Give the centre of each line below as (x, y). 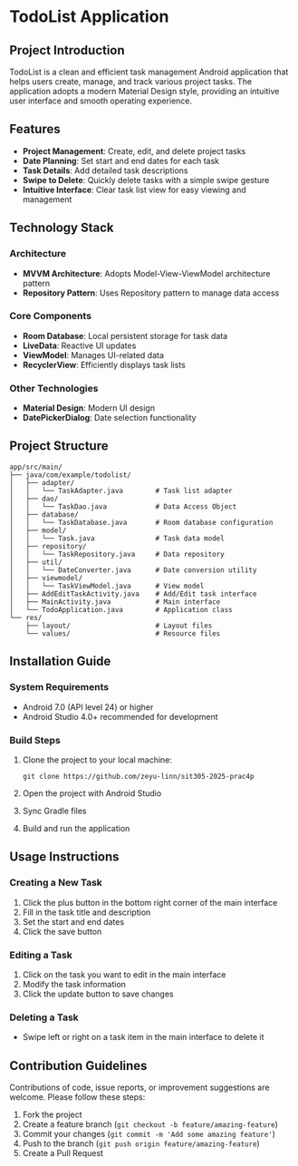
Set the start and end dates (73, 921)
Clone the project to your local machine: (97, 760)
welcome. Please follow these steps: (77, 1097)
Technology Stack (62, 228)
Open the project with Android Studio (92, 793)
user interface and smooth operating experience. (101, 101)
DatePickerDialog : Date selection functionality (109, 418)
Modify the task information (74, 984)
